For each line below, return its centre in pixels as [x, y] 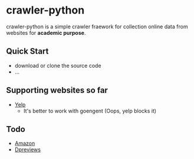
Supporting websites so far [57, 90]
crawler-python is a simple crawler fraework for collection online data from [97, 26]
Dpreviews [28, 150]
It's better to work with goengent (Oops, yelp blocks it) [90, 111]
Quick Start [27, 52]
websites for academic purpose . [46, 32]
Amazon [25, 143]
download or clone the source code [58, 65]
